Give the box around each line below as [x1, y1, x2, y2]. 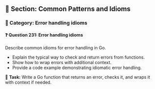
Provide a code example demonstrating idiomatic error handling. [12, 65, 142, 70]
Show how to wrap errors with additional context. [12, 59, 111, 65]
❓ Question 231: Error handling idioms [5, 32, 83, 38]
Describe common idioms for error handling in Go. [5, 44, 106, 50]
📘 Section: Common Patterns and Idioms [5, 5, 131, 13]
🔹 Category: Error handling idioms [5, 20, 88, 26]
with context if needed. [5, 79, 52, 85]
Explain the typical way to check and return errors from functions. [12, 54, 145, 60]
